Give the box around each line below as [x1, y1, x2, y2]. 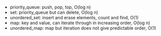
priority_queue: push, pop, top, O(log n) [9, 4, 91, 10]
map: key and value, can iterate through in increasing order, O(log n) [9, 20, 151, 26]
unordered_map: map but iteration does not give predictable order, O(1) [9, 25, 157, 31]
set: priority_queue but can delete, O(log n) [9, 9, 98, 15]
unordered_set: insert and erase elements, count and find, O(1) [9, 15, 139, 20]
